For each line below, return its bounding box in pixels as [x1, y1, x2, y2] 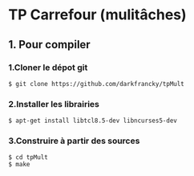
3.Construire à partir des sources [8, 135, 140, 146]
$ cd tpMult [8, 153, 48, 162]
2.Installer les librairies [8, 98, 100, 109]
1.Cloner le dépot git [8, 62, 88, 73]
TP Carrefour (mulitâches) [8, 6, 187, 24]
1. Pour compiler [8, 38, 91, 51]
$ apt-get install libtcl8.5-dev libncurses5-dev [8, 117, 178, 125]
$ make [8, 161, 30, 169]
